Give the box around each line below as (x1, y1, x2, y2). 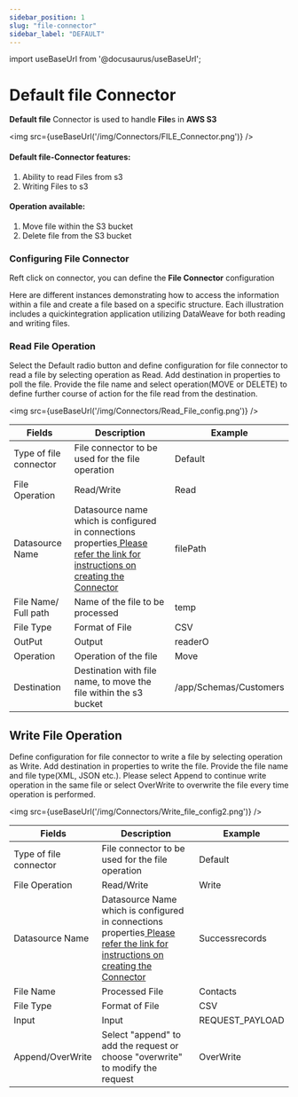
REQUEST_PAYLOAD (199, 1015, 285, 1027)
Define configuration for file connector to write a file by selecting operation (9, 751, 283, 763)
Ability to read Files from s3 (21, 171, 123, 182)
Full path (13, 607, 51, 619)
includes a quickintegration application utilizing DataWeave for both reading (9, 309, 286, 319)
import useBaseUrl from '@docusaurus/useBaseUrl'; (9, 54, 201, 65)
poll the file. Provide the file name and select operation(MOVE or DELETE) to (9, 379, 288, 390)
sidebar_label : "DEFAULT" (9, 29, 105, 38)
